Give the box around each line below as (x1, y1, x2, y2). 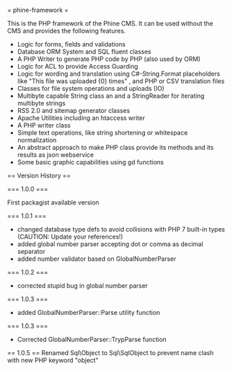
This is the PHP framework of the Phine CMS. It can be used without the (7, 19, 214, 27)
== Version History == (7, 171, 72, 180)
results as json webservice (17, 150, 94, 159)
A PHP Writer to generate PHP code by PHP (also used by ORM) (17, 55, 201, 63)
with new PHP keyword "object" (7, 356, 99, 364)
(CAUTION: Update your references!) (17, 232, 124, 241)
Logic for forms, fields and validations (17, 40, 126, 48)
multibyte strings (17, 99, 66, 107)
